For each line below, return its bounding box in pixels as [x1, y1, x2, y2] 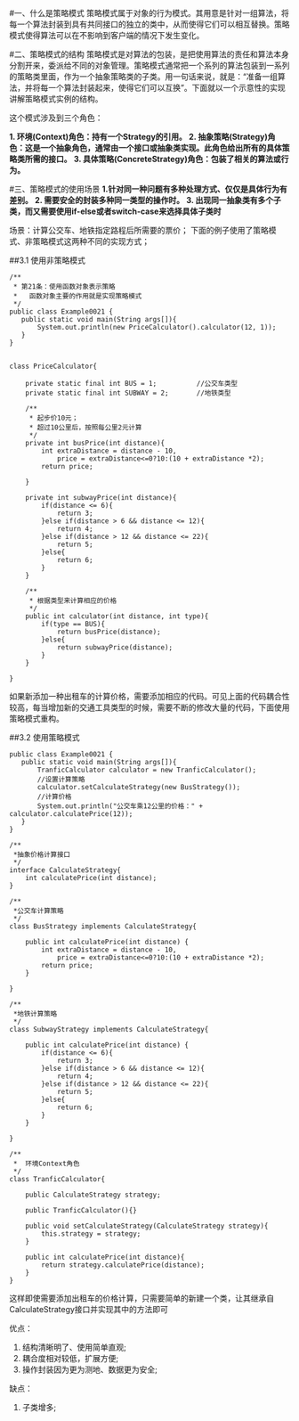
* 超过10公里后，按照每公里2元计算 [28, 423, 142, 432]
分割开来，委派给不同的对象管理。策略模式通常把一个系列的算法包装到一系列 [9, 61, 290, 70]
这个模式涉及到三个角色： [9, 112, 103, 123]
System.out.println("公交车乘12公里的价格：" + [36, 802, 204, 811]
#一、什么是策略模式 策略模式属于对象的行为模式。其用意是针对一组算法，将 [9, 8, 289, 18]
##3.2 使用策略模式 [9, 732, 80, 742]
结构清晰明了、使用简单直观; [21, 1342, 127, 1352]
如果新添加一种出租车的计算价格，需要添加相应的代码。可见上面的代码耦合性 [9, 691, 290, 701]
